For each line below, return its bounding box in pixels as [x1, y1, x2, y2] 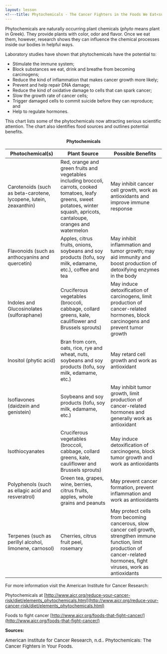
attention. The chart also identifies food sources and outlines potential [5, 123, 149, 129]
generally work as [110, 415, 153, 422]
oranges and [60, 220, 90, 227]
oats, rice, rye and [60, 344, 103, 351]
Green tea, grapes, [60, 474, 104, 481]
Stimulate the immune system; [12, 61, 75, 67]
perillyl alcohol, [7, 539, 43, 545]
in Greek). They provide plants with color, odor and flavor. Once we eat [5, 31, 150, 37]
